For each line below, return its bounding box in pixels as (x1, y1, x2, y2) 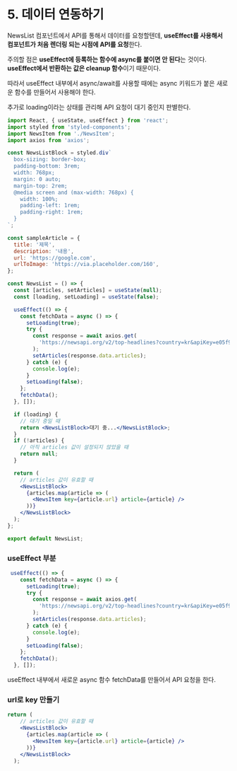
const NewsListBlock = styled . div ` (7, 149, 112, 156)
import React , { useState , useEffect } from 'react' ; (7, 117, 169, 124)
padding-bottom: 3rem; (13, 163, 80, 170)
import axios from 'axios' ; (7, 137, 90, 144)
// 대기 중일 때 (20, 417, 61, 424)
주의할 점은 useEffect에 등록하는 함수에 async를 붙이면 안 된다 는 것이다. (7, 54, 207, 64)
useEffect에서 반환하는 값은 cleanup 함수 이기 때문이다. (7, 64, 161, 72)
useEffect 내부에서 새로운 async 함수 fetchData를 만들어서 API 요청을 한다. (7, 676, 217, 684)
